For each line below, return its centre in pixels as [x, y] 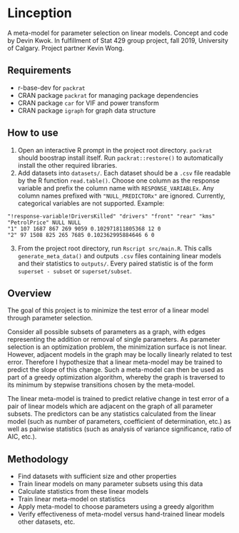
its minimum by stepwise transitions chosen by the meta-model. [101, 385]
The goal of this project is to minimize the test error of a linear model [108, 310]
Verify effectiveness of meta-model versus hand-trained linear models [121, 514]
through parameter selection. [50, 318]
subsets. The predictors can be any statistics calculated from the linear [112, 414]
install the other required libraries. [67, 165]
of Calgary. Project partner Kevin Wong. [66, 48]
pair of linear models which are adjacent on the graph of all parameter [110, 406]
